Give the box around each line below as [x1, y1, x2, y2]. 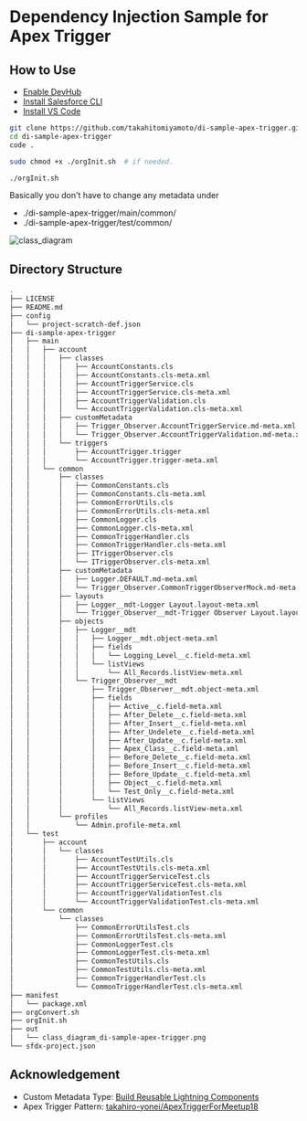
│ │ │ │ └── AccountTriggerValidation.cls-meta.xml [9, 405, 244, 414]
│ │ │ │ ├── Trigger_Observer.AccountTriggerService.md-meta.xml [9, 422, 297, 431]
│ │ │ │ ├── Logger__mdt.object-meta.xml [9, 634, 219, 643]
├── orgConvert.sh [9, 1008, 79, 1017]
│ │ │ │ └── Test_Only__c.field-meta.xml [9, 787, 235, 796]
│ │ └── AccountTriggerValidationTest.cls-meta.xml [9, 897, 259, 906]
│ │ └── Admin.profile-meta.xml [9, 820, 182, 830]
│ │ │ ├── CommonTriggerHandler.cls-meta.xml [9, 541, 227, 550]
